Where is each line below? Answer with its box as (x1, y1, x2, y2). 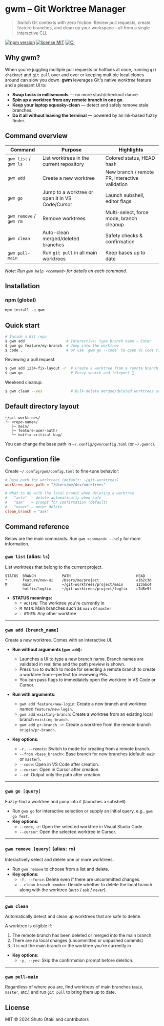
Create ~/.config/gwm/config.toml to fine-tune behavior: (5, 468, 120, 474)
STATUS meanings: (12, 595, 53, 600)
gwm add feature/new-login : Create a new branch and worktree (19, 701, 147, 707)
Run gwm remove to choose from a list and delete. (12, 866, 110, 872)
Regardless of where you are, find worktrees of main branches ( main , (5, 984, 144, 990)
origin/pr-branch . (19, 727, 56, 733)
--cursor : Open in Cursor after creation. (19, 767, 100, 772)
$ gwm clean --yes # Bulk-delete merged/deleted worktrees (5, 389, 154, 394)
